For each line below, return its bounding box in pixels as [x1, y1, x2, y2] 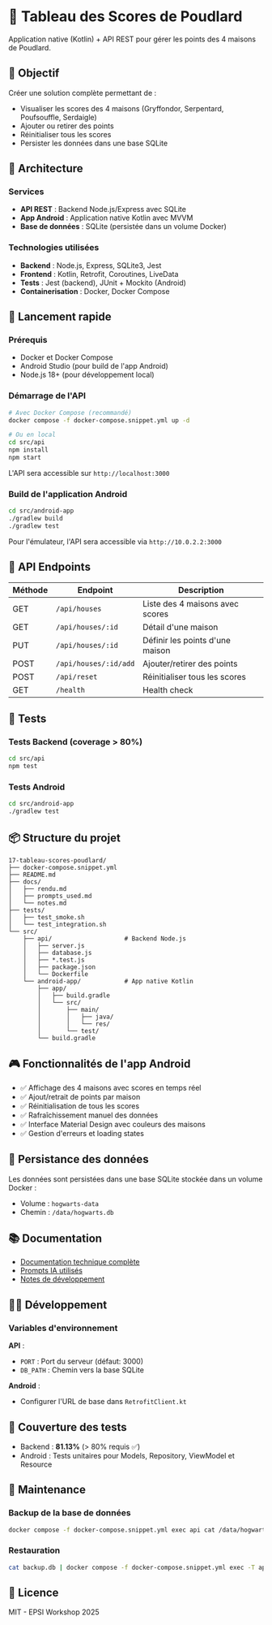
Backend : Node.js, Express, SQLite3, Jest [19, 260, 162, 270]
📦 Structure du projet [8, 831, 121, 845]
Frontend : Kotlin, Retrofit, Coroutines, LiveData [19, 269, 179, 279]
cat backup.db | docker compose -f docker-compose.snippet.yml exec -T [8, 1563, 255, 1571]
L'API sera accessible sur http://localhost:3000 [8, 468, 170, 478]
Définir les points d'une [142, 634, 231, 646]
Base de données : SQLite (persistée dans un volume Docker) [19, 222, 227, 231]
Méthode [12, 584, 49, 595]
